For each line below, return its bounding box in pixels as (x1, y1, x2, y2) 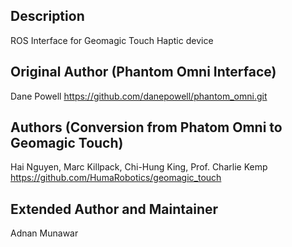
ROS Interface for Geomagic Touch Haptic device (10, 34, 214, 46)
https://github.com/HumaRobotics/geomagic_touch (10, 172, 222, 184)
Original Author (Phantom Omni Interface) (10, 64, 277, 81)
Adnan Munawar (10, 227, 79, 239)
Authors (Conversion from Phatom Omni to (10, 119, 283, 136)
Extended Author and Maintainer (10, 200, 219, 218)
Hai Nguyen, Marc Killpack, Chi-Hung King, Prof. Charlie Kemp (10, 161, 268, 173)
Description (10, 8, 85, 25)
